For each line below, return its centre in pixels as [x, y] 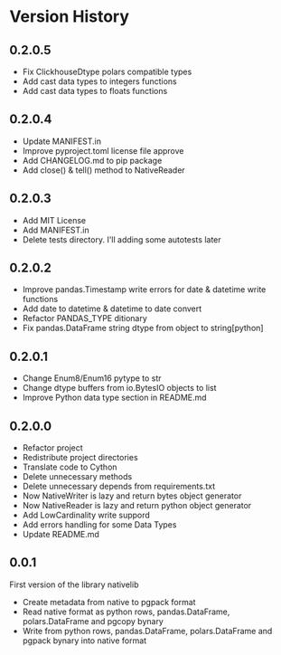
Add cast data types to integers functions [100, 81]
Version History [69, 17]
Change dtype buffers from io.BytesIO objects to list [119, 388]
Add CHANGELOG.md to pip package [92, 160]
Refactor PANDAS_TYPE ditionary [84, 318]
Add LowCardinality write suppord [86, 515]
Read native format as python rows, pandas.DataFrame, [126, 612]
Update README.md [61, 535]
